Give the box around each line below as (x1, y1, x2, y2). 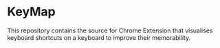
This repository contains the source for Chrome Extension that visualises (7, 26, 213, 34)
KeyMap (7, 4, 56, 20)
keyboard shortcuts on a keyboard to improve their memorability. (7, 33, 191, 41)
